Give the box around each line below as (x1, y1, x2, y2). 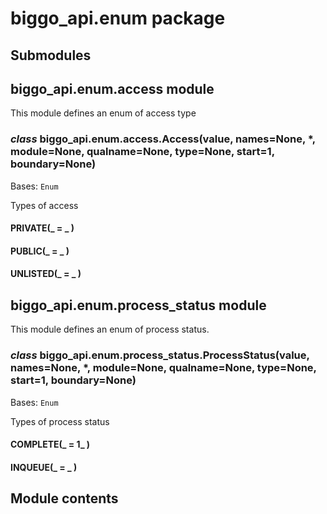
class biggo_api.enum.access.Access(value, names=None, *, (10, 132, 316, 146)
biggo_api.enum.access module (10, 80, 215, 97)
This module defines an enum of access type (10, 107, 197, 119)
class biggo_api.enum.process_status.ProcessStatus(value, (10, 348, 310, 362)
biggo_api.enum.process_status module (10, 297, 267, 314)
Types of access (10, 199, 79, 211)
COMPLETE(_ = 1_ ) (10, 438, 91, 451)
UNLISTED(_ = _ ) (10, 268, 82, 280)
